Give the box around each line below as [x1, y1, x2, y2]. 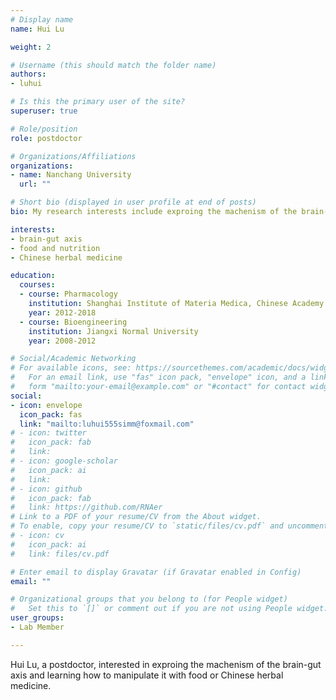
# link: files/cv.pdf [10, 549, 110, 559]
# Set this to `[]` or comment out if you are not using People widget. [10, 604, 329, 614]
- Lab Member [10, 622, 65, 632]
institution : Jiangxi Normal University [28, 326, 199, 336]
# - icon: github [10, 484, 83, 494]
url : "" [19, 179, 52, 190]
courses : [19, 280, 56, 290]
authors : [10, 69, 47, 80]
